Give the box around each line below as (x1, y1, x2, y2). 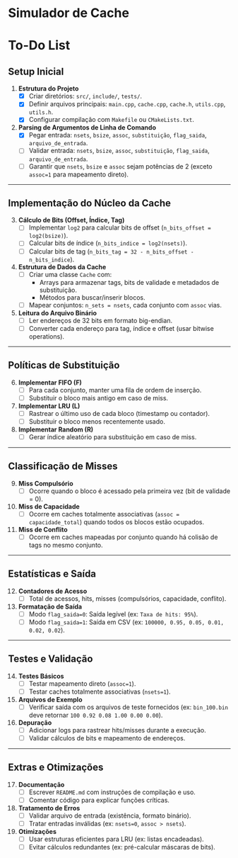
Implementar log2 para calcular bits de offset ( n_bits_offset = (28, 223, 211, 232)
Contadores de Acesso (18, 587, 88, 595)
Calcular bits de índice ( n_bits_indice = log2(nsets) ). (28, 239, 188, 247)
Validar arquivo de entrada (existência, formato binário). (28, 811, 191, 820)
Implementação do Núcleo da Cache (8, 197, 172, 209)
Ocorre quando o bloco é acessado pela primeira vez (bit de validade (28, 487, 231, 495)
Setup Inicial (8, 65, 64, 77)
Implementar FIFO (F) (18, 378, 82, 387)
